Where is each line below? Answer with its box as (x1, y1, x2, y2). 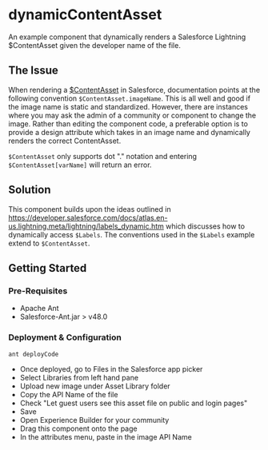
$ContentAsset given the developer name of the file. (8, 40, 182, 50)
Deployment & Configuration (8, 332, 122, 343)
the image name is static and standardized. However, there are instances (8, 102, 248, 111)
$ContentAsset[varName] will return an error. (8, 160, 152, 169)
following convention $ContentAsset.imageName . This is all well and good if (8, 94, 250, 103)
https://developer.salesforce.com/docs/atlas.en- (8, 213, 168, 222)
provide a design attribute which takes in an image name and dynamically (8, 127, 250, 137)
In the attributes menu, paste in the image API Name (19, 432, 192, 441)
